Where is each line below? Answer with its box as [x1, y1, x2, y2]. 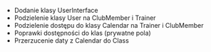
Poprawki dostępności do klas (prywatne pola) [14, 28, 151, 37]
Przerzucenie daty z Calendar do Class [14, 36, 130, 45]
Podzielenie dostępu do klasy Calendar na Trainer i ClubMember [14, 21, 204, 29]
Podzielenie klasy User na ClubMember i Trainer [14, 14, 156, 22]
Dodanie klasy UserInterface [14, 6, 98, 14]
